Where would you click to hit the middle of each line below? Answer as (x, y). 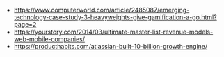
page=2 (25, 24)
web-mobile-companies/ (49, 39)
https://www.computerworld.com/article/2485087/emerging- (102, 10)
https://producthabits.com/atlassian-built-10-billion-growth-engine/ (111, 46)
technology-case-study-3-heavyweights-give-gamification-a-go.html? (115, 17)
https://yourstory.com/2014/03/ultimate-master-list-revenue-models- (113, 32)
